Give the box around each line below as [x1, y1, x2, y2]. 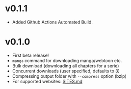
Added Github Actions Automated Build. [12, 19, 93, 25]
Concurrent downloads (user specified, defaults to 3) [12, 68, 120, 74]
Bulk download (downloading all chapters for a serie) [12, 63, 119, 68]
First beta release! [12, 52, 49, 58]
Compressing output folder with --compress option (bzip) [12, 73, 127, 79]
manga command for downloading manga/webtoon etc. [12, 57, 122, 64]
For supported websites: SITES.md [12, 78, 82, 84]
